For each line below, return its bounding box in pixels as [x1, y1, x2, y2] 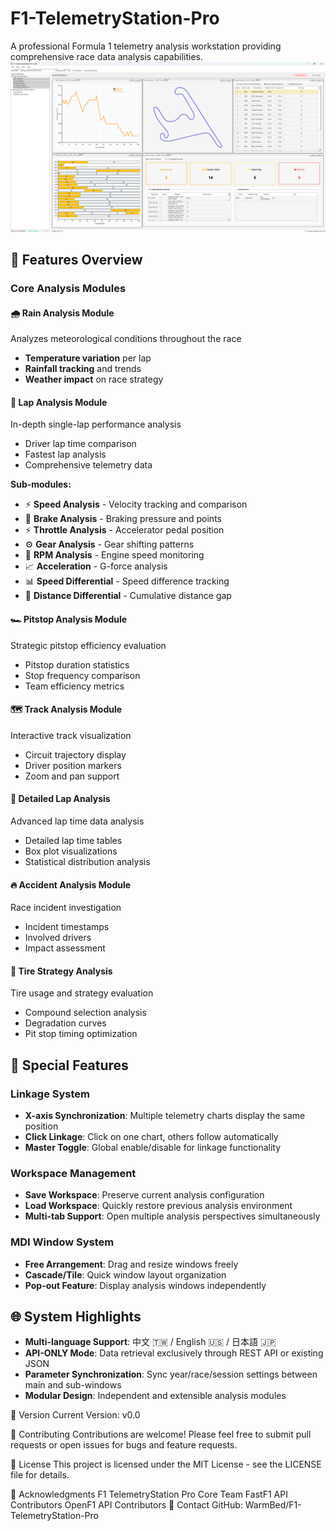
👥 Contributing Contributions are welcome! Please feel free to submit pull [10, 1428, 312, 1441]
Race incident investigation [10, 902, 122, 914]
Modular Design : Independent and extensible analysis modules [24, 1390, 287, 1402]
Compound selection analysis [24, 1007, 147, 1019]
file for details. [10, 1469, 70, 1481]
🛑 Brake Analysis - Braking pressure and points [24, 513, 222, 525]
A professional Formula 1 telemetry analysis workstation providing [10, 40, 282, 52]
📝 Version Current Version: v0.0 [10, 1409, 141, 1421]
